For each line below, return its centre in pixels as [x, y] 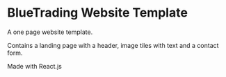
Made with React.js [35, 66]
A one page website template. [50, 32]
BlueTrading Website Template [97, 13]
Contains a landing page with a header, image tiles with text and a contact [113, 45]
